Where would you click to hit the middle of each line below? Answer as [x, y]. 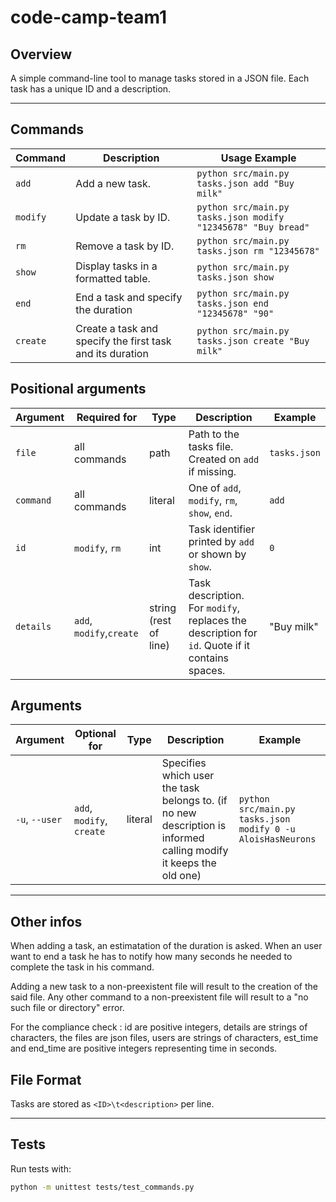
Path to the [214, 434]
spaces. [207, 670]
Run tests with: [41, 1168]
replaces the [217, 620]
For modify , [214, 608]
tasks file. [211, 446]
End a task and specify [129, 297]
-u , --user [39, 819]
